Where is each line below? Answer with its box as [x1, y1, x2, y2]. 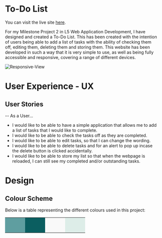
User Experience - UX [5, 81, 94, 92]
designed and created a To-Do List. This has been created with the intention [5, 34, 157, 40]
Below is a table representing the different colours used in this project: [5, 207, 146, 213]
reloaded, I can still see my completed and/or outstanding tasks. [12, 158, 141, 164]
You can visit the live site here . [5, 19, 66, 25]
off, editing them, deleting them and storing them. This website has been [5, 44, 150, 50]
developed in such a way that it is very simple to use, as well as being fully [5, 49, 154, 55]
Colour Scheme [5, 194, 53, 203]
